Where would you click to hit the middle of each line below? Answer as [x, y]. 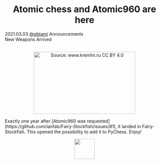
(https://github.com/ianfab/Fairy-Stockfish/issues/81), [61, 126]
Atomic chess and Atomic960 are [85, 9]
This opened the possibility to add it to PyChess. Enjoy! [84, 132]
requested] [98, 121]
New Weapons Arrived [28, 39]
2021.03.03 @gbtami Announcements [44, 34]
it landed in [129, 126]
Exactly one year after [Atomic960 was [45, 121]
